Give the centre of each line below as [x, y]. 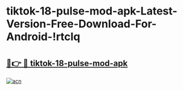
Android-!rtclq [43, 37]
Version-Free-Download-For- [82, 24]
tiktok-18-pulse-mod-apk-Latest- [92, 11]
